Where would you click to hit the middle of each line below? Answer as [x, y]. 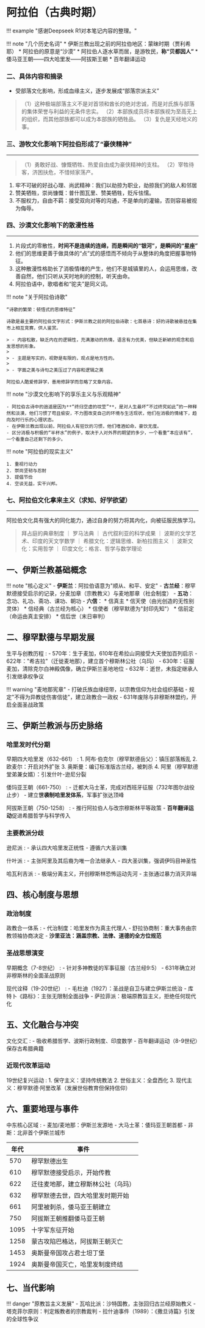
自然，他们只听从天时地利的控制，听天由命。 [77, 276]
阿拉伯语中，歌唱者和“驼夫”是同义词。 [63, 284]
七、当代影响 [31, 1288]
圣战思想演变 [25, 953]
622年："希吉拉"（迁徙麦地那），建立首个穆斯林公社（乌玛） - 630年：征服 [100, 661]
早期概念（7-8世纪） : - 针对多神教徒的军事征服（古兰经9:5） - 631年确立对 [101, 968]
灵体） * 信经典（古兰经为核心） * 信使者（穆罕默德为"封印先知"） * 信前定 [100, 608]
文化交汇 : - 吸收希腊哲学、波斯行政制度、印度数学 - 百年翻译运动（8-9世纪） [102, 1040]
